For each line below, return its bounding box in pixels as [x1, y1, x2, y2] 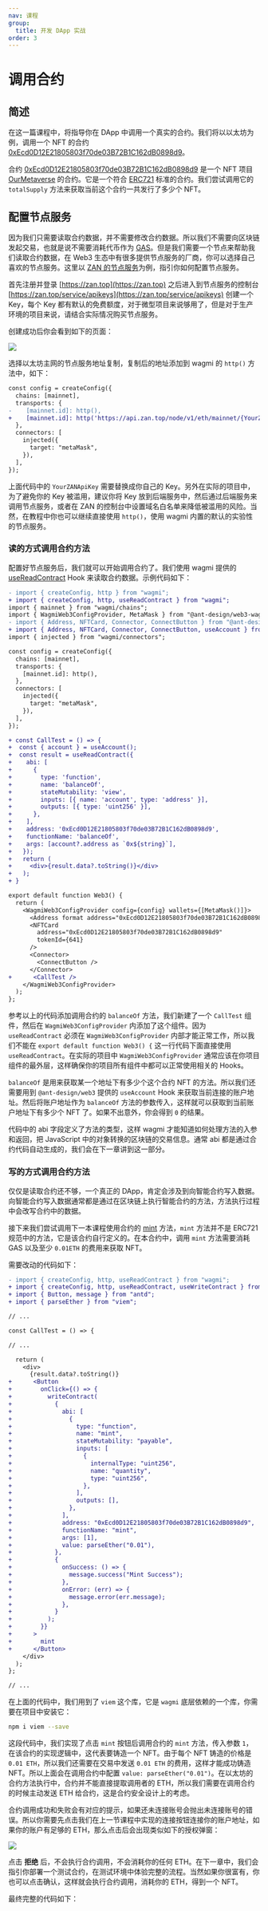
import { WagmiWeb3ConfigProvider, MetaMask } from [8, 611, 183, 619]
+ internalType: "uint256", [8, 1459, 177, 1467]
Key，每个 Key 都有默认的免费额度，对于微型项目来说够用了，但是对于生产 [8, 300, 254, 310]
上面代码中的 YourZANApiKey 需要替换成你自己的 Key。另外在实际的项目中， [8, 481, 255, 491]
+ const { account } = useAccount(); [8, 744, 137, 752]
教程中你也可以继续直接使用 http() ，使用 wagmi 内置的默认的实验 [29, 511, 246, 521]
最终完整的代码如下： [8, 1894, 78, 1904]
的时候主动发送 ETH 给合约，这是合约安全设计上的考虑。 [8, 1788, 194, 1798]
